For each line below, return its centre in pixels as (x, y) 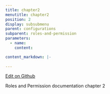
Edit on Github (20, 76)
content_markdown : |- (28, 57)
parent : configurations (31, 29)
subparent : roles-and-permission (41, 34)
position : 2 (18, 19)
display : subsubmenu (27, 24)
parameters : (18, 39)
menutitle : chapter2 (27, 15)
